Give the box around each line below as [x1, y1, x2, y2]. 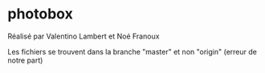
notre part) [7, 55, 43, 65]
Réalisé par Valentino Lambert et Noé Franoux [7, 31, 160, 41]
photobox [7, 5, 73, 23]
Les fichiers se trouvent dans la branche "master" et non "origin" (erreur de [7, 47, 258, 56]
